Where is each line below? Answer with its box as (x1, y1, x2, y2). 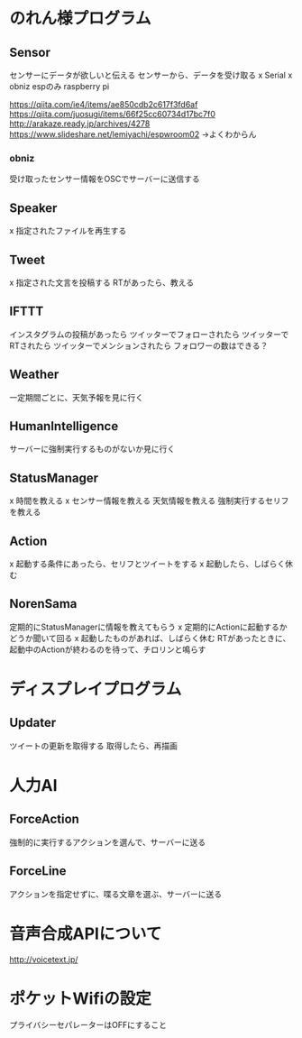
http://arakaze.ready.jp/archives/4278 (9, 118, 151, 129)
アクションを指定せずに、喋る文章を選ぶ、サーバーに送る (9, 888, 223, 899)
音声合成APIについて (9, 923, 162, 943)
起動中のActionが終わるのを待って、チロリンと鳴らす (9, 644, 206, 655)
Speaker (9, 200, 58, 216)
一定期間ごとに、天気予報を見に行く (9, 391, 144, 402)
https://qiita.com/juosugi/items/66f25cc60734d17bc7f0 (9, 109, 216, 119)
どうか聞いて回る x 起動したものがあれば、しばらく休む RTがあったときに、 (9, 632, 291, 643)
